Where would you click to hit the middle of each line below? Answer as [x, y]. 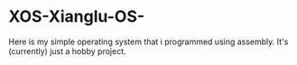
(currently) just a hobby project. [68, 51]
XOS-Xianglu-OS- [77, 17]
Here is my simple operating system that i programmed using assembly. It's [148, 42]
